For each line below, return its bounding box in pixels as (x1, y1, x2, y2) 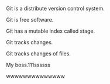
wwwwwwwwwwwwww (6, 73, 66, 79)
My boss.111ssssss (6, 61, 51, 68)
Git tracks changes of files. (6, 50, 71, 57)
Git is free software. (6, 16, 54, 23)
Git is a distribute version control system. (6, 5, 105, 12)
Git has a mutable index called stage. (6, 27, 95, 34)
